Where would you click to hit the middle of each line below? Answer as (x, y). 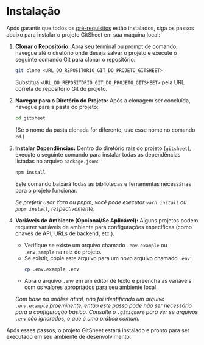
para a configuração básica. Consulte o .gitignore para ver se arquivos (107, 312)
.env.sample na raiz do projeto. (63, 252)
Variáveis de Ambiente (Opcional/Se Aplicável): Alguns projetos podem (107, 220)
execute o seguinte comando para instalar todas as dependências (98, 154)
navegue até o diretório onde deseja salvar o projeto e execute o (96, 52)
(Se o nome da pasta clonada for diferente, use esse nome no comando (105, 130)
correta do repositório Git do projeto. (61, 88)
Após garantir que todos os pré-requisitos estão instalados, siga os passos (100, 28)
